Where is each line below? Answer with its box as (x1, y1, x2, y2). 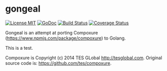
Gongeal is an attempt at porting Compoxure (5, 29, 98, 35)
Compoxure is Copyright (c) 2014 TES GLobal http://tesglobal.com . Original (5, 54, 162, 61)
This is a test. (5, 45, 33, 51)
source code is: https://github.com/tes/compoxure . (5, 60, 112, 66)
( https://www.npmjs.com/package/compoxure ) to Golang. (5, 35, 126, 41)
